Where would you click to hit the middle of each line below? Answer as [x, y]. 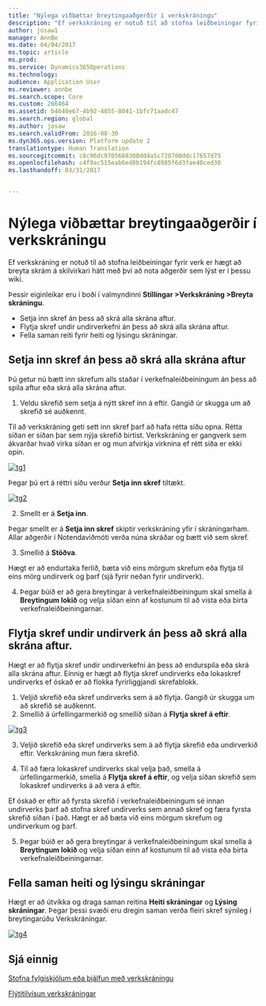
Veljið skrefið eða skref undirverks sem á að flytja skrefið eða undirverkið [139, 744]
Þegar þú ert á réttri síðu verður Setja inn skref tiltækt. [97, 482]
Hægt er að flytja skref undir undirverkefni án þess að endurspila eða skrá [129, 665]
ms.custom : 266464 [38, 104]
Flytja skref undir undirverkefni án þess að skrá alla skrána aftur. [124, 327]
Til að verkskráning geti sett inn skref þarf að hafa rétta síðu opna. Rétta [125, 426]
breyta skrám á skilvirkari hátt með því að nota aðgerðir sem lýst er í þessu [129, 270]
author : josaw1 [33, 30]
